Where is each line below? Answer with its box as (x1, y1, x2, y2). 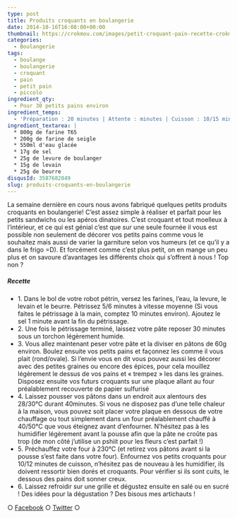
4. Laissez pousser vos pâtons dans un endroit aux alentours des (17, 392, 207, 401)
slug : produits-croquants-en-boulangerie (7, 181, 131, 188)
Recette (7, 276, 31, 285)
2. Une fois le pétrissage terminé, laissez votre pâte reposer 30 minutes (17, 324, 226, 333)
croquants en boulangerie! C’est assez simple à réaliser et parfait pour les (7, 208, 221, 216)
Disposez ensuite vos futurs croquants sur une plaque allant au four (17, 377, 215, 386)
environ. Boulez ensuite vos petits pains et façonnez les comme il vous (17, 347, 224, 355)
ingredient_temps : (7, 109, 61, 116)
